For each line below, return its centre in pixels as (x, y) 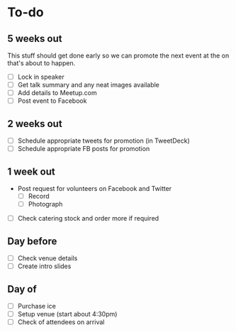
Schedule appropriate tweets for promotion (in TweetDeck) (103, 141)
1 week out (31, 171)
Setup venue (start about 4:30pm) (67, 314)
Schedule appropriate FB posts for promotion (84, 149)
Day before (32, 241)
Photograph (45, 204)
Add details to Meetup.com (57, 93)
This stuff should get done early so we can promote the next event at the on (118, 55)
